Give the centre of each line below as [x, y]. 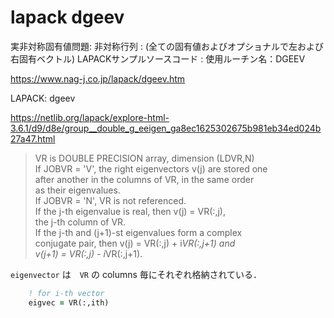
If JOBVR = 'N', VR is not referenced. [110, 200]
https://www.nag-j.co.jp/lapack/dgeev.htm [98, 78]
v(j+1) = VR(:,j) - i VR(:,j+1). [88, 253]
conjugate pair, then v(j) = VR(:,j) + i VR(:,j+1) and [135, 243]
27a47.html [33, 138]
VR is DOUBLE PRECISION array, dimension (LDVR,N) [144, 158]
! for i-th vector [66, 293]
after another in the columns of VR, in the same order [144, 179]
